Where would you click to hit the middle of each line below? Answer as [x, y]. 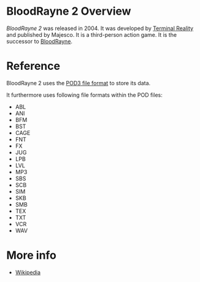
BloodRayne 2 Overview [69, 11]
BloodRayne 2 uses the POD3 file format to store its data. [79, 83]
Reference [33, 66]
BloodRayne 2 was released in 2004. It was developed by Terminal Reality [100, 28]
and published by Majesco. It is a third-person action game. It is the [91, 34]
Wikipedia [28, 272]
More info [32, 255]
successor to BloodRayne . [39, 41]
